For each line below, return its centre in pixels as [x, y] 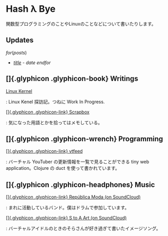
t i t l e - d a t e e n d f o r [32, 63]
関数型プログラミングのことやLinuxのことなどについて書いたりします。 [81, 24]
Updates [20, 40]
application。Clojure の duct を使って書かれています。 [63, 168]
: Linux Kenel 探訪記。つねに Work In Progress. [55, 102]
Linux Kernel [19, 91]
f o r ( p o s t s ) [16, 52]
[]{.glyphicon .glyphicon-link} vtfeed [44, 151]
